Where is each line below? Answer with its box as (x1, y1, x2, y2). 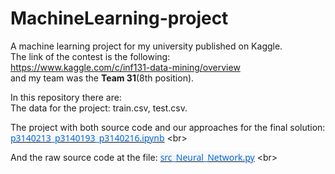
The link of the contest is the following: (10, 50, 171, 62)
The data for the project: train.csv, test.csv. (10, 102, 188, 114)
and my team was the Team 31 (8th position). (10, 72, 195, 84)
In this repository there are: (10, 91, 122, 103)
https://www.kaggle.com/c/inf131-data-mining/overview (10, 61, 241, 73)
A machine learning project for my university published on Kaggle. (10, 40, 283, 52)
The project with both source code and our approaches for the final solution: (10, 121, 326, 133)
